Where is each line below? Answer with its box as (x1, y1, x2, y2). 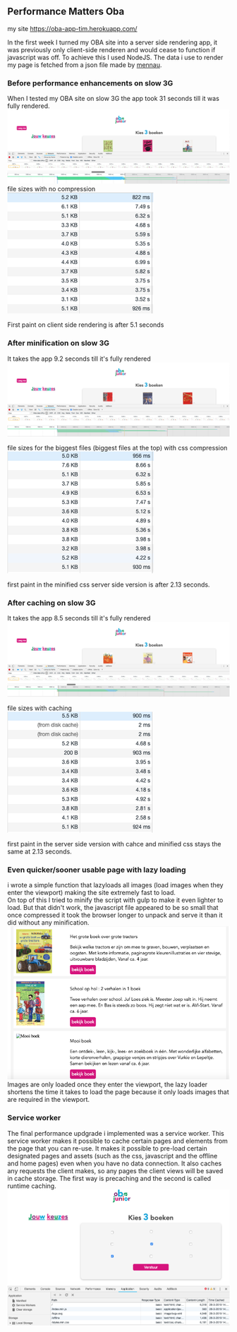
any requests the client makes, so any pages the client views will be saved (7, 1166, 224, 1175)
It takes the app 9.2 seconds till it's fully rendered (7, 354, 151, 363)
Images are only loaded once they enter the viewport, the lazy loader (7, 1080, 208, 1089)
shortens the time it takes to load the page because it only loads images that (7, 1088, 229, 1096)
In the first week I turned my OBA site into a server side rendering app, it (7, 38, 217, 47)
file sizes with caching (7, 704, 73, 712)
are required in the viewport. (7, 1096, 90, 1104)
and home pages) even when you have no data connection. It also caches (7, 1159, 222, 1168)
